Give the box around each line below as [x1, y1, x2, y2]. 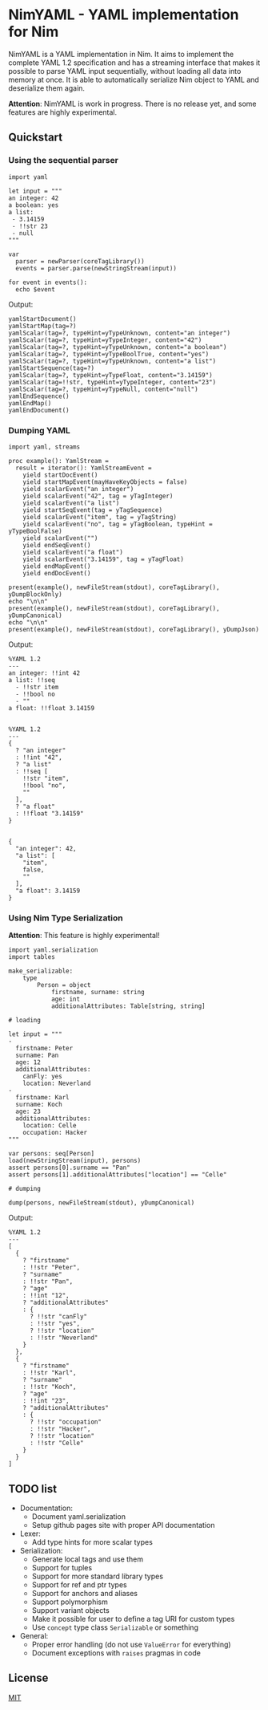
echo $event [15, 285, 56, 294]
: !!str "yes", [29, 1320, 81, 1328]
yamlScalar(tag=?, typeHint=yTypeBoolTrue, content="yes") [8, 350, 210, 358]
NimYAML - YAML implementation [8, 6, 239, 24]
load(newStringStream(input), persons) [8, 1157, 142, 1165]
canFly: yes [22, 1073, 62, 1081]
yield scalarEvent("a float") [22, 548, 124, 556]
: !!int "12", [22, 1292, 70, 1300]
